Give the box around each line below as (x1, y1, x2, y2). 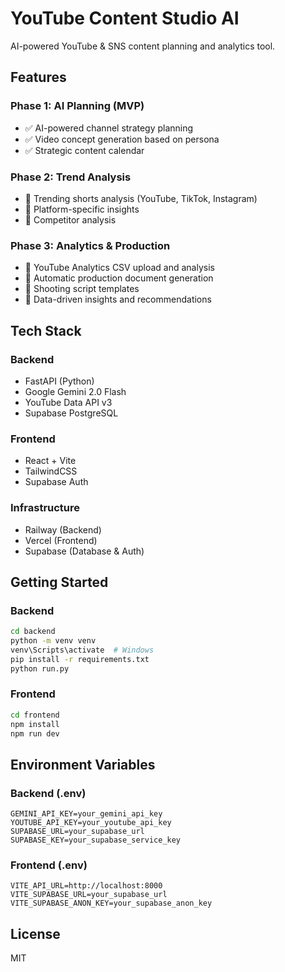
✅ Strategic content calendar (24, 144, 145, 156)
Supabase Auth (24, 476, 89, 488)
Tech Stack (10, 322, 82, 339)
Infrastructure (10, 501, 81, 515)
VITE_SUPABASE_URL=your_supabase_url (10, 890, 168, 900)
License (10, 925, 61, 942)
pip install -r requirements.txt (10, 654, 150, 664)
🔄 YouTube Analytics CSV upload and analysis (24, 262, 215, 274)
